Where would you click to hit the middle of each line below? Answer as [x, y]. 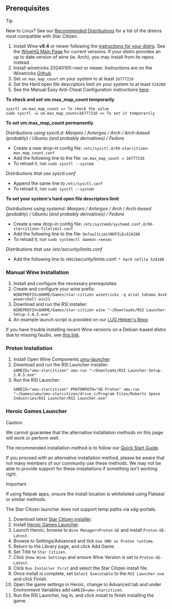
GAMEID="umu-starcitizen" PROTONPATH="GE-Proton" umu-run [76, 389]
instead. [22, 62]
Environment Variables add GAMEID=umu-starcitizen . [68, 590]
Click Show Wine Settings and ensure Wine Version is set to [76, 557]
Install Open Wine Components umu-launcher [61, 359]
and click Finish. [30, 579]
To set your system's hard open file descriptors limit [62, 199]
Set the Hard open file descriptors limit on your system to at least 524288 [89, 84]
